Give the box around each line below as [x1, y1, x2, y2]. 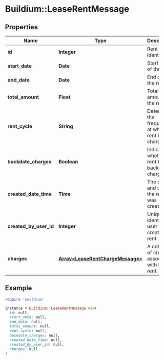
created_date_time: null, [9, 338, 62, 342]
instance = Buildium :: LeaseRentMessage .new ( [5, 306, 97, 311]
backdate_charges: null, [9, 333, 60, 338]
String [58, 123, 73, 130]
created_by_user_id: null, [9, 342, 64, 347]
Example [5, 284, 32, 292]
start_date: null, [9, 315, 47, 320]
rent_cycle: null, [9, 328, 47, 334]
